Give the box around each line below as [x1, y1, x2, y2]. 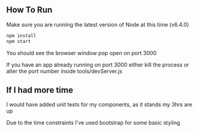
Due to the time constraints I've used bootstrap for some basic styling [6, 119, 180, 127]
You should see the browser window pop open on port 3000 [6, 49, 157, 56]
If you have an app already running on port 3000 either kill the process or [6, 61, 190, 68]
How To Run [6, 5, 53, 15]
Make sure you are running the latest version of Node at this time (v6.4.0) [6, 21, 190, 28]
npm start [6, 38, 31, 44]
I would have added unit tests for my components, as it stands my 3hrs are [6, 101, 193, 108]
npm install [6, 33, 36, 39]
